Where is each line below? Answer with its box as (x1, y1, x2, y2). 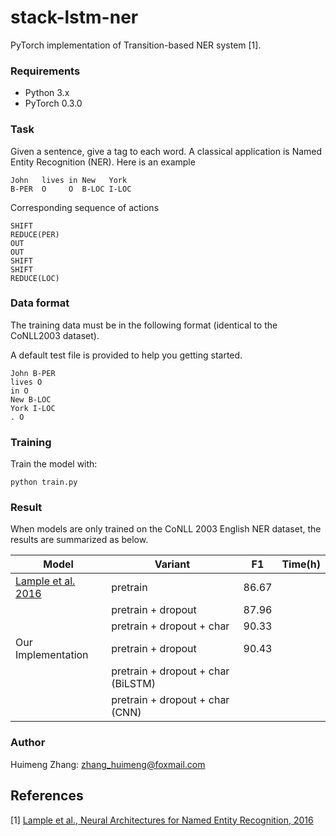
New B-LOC (10, 394, 52, 405)
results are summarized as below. (10, 534, 149, 546)
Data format (10, 296, 70, 310)
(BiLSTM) (111, 677, 157, 691)
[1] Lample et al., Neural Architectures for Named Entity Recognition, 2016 (10, 814, 314, 826)
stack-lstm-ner (10, 6, 139, 29)
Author (10, 736, 46, 750)
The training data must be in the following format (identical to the (10, 319, 278, 331)
